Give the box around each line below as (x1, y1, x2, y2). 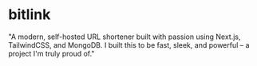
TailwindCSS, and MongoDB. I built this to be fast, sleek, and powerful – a (8, 40, 250, 49)
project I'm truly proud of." (8, 49, 95, 58)
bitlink (8, 6, 51, 24)
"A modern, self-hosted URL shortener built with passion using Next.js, (8, 32, 241, 41)
